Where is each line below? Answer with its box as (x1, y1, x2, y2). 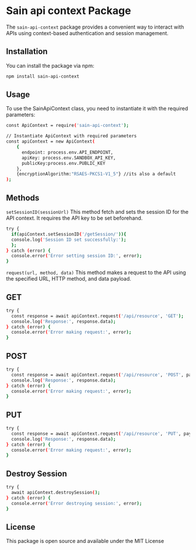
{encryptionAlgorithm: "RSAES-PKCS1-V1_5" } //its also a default (16, 171, 176, 177)
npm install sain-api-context (6, 73, 80, 79)
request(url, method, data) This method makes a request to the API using (6, 269, 187, 276)
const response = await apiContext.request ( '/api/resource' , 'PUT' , (11, 431, 181, 437)
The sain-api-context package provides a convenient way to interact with (6, 23, 184, 30)
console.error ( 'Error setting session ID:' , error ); (11, 253, 142, 259)
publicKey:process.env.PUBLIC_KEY (21, 160, 106, 166)
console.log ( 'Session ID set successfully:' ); (11, 237, 127, 243)
